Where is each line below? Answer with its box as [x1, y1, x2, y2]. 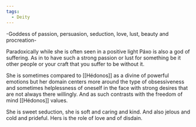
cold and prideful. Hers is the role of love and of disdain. [6, 114, 142, 121]
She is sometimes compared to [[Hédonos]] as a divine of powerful [6, 72, 170, 79]
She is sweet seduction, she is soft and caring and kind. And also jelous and [6, 108, 190, 115]
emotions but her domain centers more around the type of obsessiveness [6, 78, 184, 85]
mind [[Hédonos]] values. [6, 96, 68, 103]
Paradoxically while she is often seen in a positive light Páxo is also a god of [6, 48, 190, 55]
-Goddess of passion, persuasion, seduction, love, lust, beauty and [6, 30, 169, 37]
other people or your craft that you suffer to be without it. [6, 60, 145, 68]
